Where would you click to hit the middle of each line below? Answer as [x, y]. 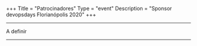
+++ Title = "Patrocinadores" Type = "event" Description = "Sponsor [89, 8]
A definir [16, 31]
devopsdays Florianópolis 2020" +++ [51, 15]
